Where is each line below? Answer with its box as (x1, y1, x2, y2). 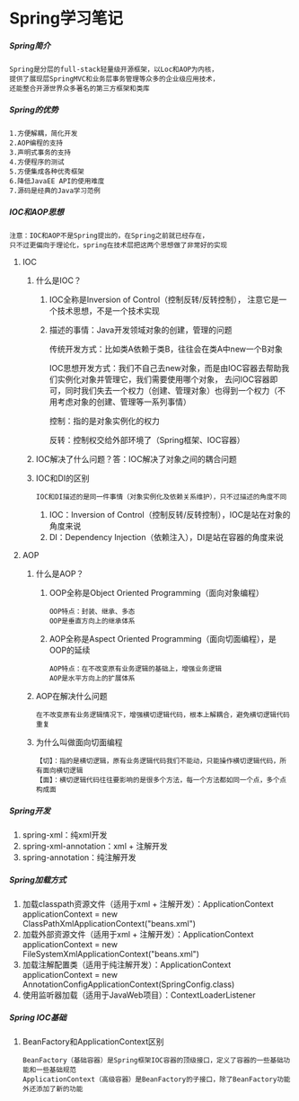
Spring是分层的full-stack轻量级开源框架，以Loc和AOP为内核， (9, 65, 218, 75)
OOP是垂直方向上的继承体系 (48, 617, 136, 626)
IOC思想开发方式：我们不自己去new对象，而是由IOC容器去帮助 (48, 363, 282, 374)
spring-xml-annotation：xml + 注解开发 (22, 841, 168, 852)
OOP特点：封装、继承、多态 (48, 608, 136, 617)
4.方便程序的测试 (9, 158, 65, 167)
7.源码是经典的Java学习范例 (9, 186, 101, 196)
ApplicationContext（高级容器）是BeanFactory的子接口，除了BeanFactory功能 (22, 1075, 291, 1084)
